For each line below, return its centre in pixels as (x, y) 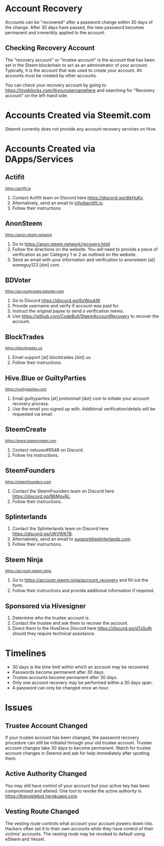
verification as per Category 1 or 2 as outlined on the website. (74, 254)
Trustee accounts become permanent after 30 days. (65, 677)
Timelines (26, 653)
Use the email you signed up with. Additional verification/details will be (84, 409)
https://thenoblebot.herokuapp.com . (42, 796)
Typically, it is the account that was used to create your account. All (73, 70)
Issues (19, 708)
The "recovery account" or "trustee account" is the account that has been (80, 60)
